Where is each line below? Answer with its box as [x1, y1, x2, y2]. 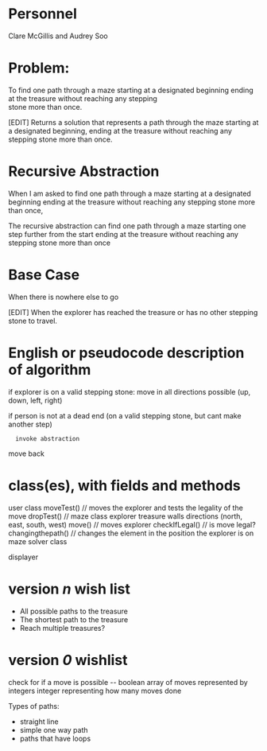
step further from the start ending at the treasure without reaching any [8, 229, 238, 239]
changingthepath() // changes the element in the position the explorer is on [8, 528, 254, 538]
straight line [19, 717, 59, 726]
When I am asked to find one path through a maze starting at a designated [8, 189, 252, 198]
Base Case [8, 266, 80, 283]
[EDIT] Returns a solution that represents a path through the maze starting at [8, 117, 259, 127]
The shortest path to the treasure [19, 614, 129, 625]
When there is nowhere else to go [8, 292, 119, 302]
